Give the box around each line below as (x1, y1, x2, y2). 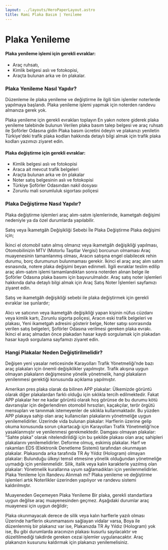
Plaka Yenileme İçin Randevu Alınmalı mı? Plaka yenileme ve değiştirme (5, 472, 152, 478)
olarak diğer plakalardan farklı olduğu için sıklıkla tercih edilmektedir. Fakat (5, 391, 159, 398)
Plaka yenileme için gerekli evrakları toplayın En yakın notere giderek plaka (5, 117, 159, 123)
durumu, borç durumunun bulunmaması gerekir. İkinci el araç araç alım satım (5, 258, 163, 264)
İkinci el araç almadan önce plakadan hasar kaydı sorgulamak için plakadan (5, 331, 160, 337)
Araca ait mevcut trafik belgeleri (12, 167, 79, 173)
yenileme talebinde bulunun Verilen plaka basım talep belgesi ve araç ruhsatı (5, 122, 163, 128)
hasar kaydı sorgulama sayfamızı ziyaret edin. (5, 336, 100, 342)
